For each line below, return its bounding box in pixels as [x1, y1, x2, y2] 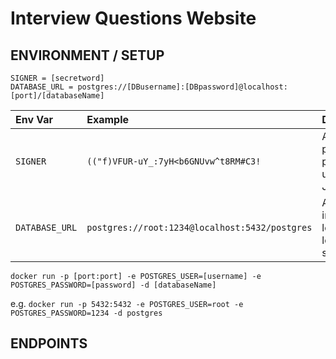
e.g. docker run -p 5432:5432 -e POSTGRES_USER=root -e [10, 298, 244, 309]
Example [86, 113, 130, 126]
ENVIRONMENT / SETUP [10, 47, 165, 64]
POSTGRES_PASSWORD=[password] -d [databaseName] [10, 280, 217, 290]
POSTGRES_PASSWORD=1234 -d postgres [10, 308, 163, 318]
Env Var [15, 113, 54, 126]
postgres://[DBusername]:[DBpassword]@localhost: [77, 82, 288, 92]
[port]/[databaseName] [10, 91, 105, 101]
